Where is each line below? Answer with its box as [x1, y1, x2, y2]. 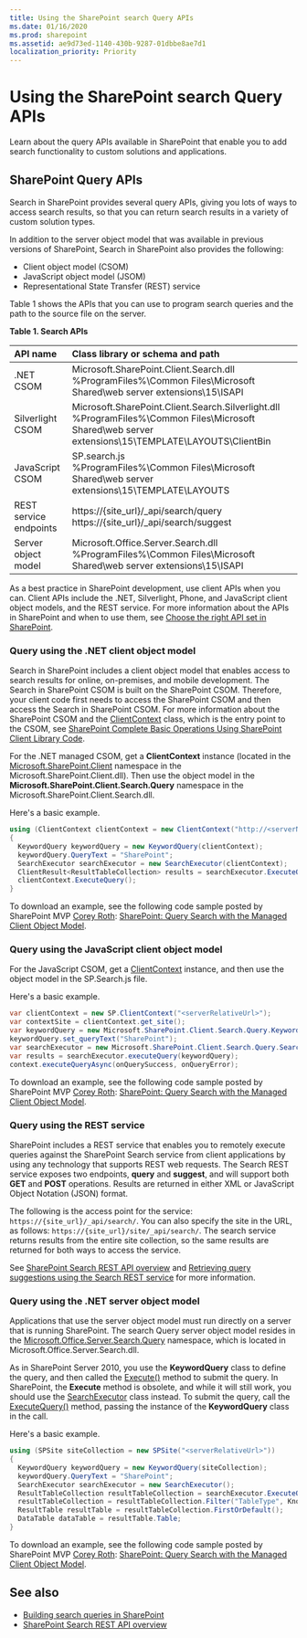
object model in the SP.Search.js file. [9, 974, 148, 985]
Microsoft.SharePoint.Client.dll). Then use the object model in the [9, 770, 256, 781]
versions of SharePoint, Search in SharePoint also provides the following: [9, 243, 284, 254]
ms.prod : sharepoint [9, 30, 89, 39]
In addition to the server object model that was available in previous [9, 234, 264, 245]
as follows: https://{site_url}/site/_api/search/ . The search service [9, 1225, 277, 1236]
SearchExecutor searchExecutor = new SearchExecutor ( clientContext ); [17, 859, 288, 868]
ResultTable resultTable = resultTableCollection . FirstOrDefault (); [17, 1506, 284, 1515]
